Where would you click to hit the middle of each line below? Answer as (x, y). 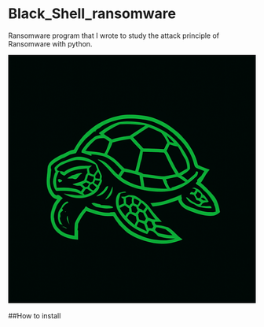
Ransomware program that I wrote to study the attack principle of (114, 35)
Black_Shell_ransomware (92, 14)
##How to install (35, 315)
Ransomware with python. (50, 43)
